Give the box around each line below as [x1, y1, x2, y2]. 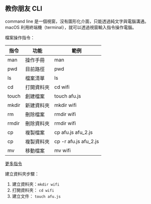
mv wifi [54, 147, 71, 154]
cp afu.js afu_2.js [54, 129, 93, 135]
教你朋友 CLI [5, 4, 43, 13]
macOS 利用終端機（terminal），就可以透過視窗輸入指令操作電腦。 [5, 24, 137, 30]
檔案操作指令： [5, 34, 35, 40]
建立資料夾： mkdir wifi [12, 181, 60, 187]
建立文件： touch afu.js [12, 193, 61, 199]
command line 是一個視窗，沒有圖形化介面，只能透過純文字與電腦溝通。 [5, 18, 149, 24]
